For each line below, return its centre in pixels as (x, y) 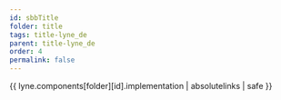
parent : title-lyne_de (52, 43)
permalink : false (42, 60)
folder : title (36, 26)
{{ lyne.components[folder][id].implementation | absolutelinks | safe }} (141, 86)
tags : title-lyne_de (49, 35)
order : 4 (26, 52)
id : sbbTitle (34, 18)
